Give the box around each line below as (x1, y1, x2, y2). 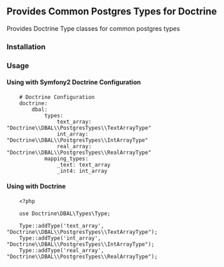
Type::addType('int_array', (19, 235, 101, 242)
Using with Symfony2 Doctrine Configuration (6, 78, 141, 86)
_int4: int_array (56, 167, 108, 174)
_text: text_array (56, 161, 111, 168)
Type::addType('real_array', (19, 247, 105, 254)
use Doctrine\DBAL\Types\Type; (19, 210, 111, 217)
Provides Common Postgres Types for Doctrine (6, 6, 217, 18)
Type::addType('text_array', (19, 223, 105, 230)
